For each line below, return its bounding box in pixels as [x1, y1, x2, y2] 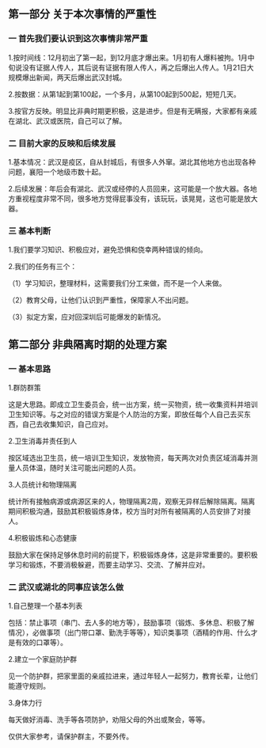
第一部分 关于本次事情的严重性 [8, 7, 157, 21]
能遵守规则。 [8, 682, 50, 691]
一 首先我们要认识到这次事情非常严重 [8, 33, 148, 44]
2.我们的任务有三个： [8, 262, 78, 271]
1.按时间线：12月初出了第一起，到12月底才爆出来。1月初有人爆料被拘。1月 [8, 52, 248, 62]
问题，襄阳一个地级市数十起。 [8, 167, 105, 177]
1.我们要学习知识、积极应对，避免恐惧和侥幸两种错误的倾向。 [8, 245, 207, 255]
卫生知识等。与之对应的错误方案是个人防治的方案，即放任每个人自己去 [8, 409, 237, 419]
